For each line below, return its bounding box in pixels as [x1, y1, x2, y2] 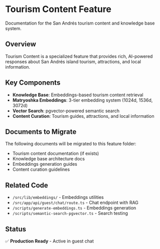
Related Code [5, 181, 49, 189]
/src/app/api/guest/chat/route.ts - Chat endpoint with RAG [12, 199, 139, 206]
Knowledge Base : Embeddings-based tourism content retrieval [12, 92, 144, 98]
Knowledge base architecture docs [12, 156, 85, 162]
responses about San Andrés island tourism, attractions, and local [5, 59, 141, 65]
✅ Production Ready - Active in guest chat [5, 238, 94, 244]
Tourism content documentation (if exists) [12, 150, 99, 156]
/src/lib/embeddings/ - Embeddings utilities [12, 194, 104, 200]
